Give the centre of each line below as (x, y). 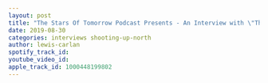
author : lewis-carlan (44, 45)
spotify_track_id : (39, 52)
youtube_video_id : (39, 60)
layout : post (30, 15)
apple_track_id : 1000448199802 (60, 67)
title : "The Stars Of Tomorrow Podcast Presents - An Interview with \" (132, 23)
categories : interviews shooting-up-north (80, 38)
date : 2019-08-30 (37, 30)
